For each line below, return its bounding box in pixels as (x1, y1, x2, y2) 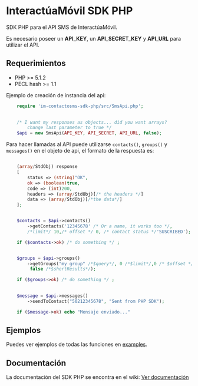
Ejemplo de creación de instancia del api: (6, 91, 106, 98)
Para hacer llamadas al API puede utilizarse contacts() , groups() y (6, 141, 168, 148)
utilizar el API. (6, 41, 39, 48)
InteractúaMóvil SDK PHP (6, 4, 133, 18)
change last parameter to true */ (27, 125, 112, 131)
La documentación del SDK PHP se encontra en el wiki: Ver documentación (6, 374, 189, 381)
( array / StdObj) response (16, 164, 78, 170)
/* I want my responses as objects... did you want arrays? (16, 119, 167, 125)
